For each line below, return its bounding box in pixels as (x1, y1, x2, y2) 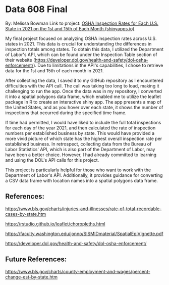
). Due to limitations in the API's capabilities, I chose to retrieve (33, 62, 163, 68)
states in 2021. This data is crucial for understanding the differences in (5, 40, 152, 46)
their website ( (5, 57, 35, 63)
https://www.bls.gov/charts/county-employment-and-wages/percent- (5, 268, 150, 274)
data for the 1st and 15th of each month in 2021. (5, 67, 104, 74)
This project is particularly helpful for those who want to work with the (5, 167, 151, 173)
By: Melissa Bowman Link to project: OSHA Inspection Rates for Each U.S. (5, 20, 159, 26)
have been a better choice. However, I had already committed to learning (5, 152, 157, 158)
